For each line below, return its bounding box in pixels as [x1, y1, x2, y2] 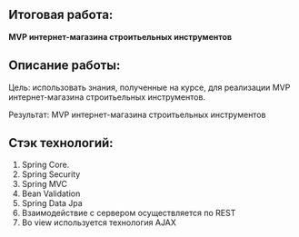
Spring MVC [21, 179, 68, 190]
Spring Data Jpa [21, 198, 83, 209]
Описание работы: [8, 58, 121, 74]
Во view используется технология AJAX [21, 217, 176, 228]
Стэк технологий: [8, 135, 115, 151]
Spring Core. [21, 159, 70, 171]
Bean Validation [21, 188, 81, 199]
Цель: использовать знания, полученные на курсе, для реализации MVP [8, 82, 291, 93]
